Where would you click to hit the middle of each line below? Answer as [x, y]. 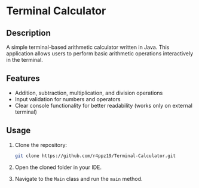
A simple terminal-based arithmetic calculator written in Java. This [88, 47]
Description [28, 33]
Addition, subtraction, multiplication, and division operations [89, 93]
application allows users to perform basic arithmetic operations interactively [100, 54]
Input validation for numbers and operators [68, 99]
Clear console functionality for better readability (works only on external [104, 105]
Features [23, 79]
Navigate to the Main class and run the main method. [79, 178]
